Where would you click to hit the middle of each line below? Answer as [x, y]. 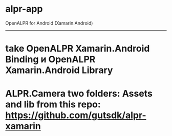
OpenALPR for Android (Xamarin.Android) [49, 23]
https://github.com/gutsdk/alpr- [76, 115]
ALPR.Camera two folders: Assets [79, 94]
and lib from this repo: [53, 105]
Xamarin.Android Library [59, 70]
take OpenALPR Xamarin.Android [78, 49]
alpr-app [24, 9]
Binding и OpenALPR [50, 60]
